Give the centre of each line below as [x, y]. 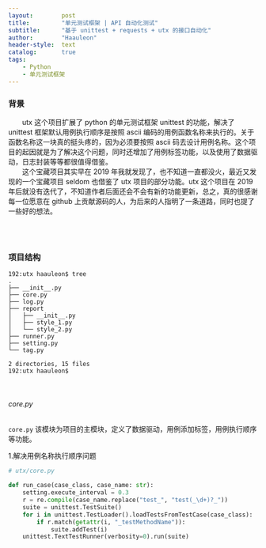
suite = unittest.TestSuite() [72, 507]
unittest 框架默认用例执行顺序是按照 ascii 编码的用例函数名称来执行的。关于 [131, 132]
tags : [17, 60]
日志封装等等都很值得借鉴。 [67, 161]
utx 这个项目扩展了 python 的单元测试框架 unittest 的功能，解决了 [129, 122]
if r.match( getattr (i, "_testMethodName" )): [111, 522]
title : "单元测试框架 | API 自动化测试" [83, 23]
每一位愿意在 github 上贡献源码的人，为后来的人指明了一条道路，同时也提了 [131, 201]
